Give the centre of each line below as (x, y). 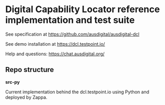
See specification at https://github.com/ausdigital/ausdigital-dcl (72, 34)
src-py (13, 82)
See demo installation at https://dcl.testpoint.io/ (55, 44)
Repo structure (30, 70)
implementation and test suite (70, 20)
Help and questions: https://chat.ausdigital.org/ (55, 54)
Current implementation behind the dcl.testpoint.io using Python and (77, 92)
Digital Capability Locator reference (82, 9)
